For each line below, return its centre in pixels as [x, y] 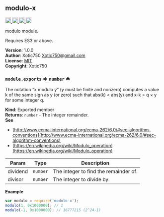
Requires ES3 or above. [29, 40]
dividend [18, 171]
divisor [16, 179]
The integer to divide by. [82, 179]
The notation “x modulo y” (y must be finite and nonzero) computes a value [82, 90]
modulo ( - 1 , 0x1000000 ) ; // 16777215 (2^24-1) [53, 210]
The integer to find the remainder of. [95, 171]
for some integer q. [25, 100]
